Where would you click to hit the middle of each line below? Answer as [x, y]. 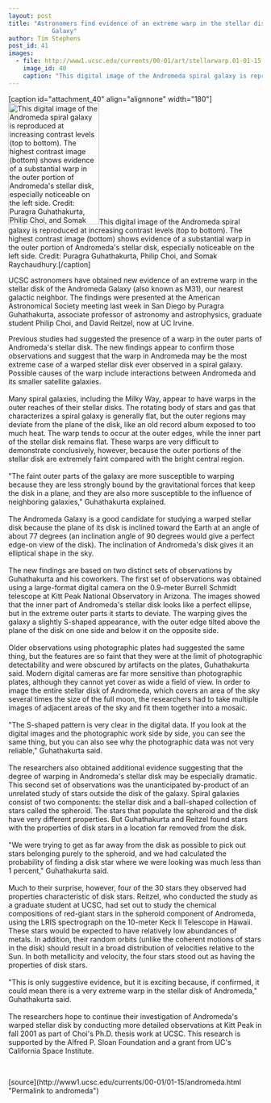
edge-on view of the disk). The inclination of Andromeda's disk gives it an [131, 544]
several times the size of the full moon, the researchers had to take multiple [133, 698]
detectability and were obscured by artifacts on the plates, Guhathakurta [129, 665]
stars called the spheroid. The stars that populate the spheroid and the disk [133, 810]
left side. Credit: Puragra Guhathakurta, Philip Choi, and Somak [113, 256]
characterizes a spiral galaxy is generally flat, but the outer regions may [127, 416]
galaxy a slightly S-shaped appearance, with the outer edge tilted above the [134, 622]
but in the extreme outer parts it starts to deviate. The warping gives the [128, 613]
